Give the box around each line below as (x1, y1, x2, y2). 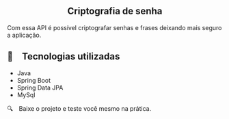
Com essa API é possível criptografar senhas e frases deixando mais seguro (7, 23, 222, 31)
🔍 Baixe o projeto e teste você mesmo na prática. (7, 104, 152, 112)
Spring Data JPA (16, 83, 64, 92)
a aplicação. (7, 31, 42, 39)
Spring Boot (16, 76, 51, 84)
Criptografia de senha (67, 5, 163, 17)
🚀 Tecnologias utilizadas (7, 51, 120, 62)
